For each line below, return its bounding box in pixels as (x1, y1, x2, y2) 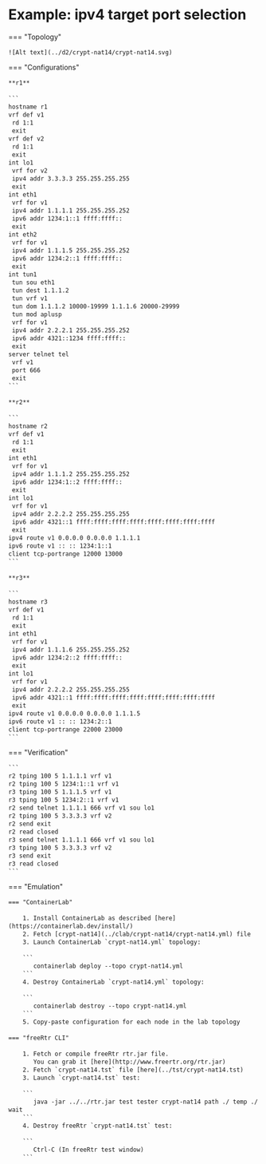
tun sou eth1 (11, 278, 56, 287)
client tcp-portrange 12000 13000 (8, 549, 123, 558)
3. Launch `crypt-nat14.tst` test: (22, 1074, 141, 1082)
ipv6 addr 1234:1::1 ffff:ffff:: (11, 214, 123, 223)
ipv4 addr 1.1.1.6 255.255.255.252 (11, 645, 130, 654)
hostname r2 (8, 422, 48, 430)
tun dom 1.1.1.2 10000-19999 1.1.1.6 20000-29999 (11, 302, 180, 311)
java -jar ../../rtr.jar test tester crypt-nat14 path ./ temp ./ (33, 1098, 259, 1106)
